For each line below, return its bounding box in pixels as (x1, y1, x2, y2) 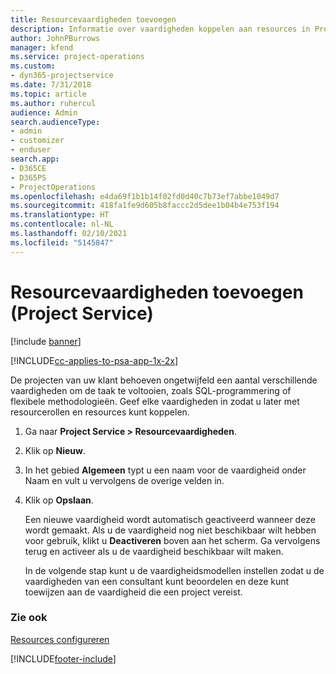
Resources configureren (10, 633, 110, 645)
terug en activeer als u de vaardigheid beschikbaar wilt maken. (24, 545, 284, 557)
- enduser (10, 145, 52, 155)
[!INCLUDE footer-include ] (10, 652, 117, 665)
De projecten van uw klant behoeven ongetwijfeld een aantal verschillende (10, 374, 318, 386)
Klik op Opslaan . (24, 494, 94, 506)
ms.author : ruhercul (10, 98, 97, 108)
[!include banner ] (10, 335, 82, 347)
